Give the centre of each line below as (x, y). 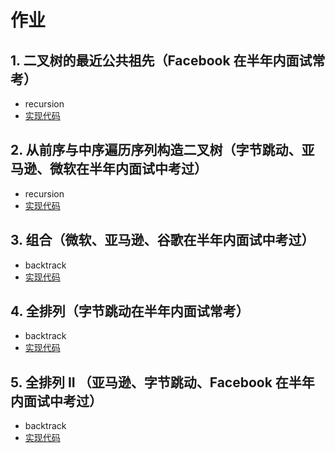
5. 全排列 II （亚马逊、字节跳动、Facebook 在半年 (162, 382)
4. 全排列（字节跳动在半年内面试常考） (130, 311)
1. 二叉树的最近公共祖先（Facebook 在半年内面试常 (168, 60)
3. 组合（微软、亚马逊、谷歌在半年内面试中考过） (162, 240)
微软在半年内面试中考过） (128, 169)
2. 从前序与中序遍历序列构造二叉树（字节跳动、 (156, 150)
